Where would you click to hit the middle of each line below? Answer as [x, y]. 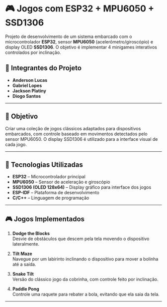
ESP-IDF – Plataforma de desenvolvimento [56, 193]
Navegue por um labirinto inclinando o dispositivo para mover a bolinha [85, 259]
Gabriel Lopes [27, 85]
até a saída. [24, 265]
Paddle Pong [26, 289]
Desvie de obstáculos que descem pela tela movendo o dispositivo [81, 239]
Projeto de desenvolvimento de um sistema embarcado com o [69, 36]
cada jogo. [16, 144]
